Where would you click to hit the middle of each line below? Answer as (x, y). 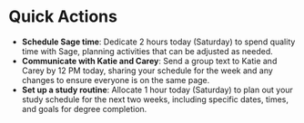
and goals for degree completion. (84, 109)
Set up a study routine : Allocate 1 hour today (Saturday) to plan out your (157, 90)
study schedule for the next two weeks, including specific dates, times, (155, 99)
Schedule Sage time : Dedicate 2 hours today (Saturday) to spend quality (158, 42)
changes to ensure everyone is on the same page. (116, 80)
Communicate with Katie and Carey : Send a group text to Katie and (149, 61)
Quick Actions (63, 17)
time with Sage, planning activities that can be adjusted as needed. (147, 51)
